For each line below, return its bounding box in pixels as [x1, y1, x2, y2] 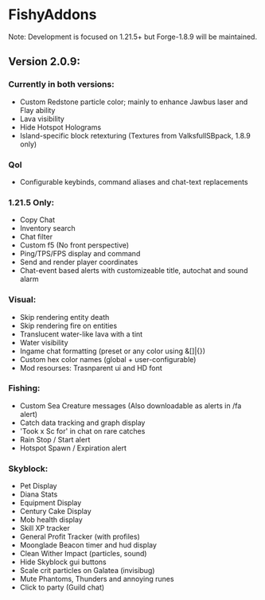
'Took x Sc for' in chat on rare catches [19, 426, 146, 435]
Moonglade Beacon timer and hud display [19, 540, 158, 550]
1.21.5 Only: [8, 197, 54, 208]
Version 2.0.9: [8, 55, 81, 68]
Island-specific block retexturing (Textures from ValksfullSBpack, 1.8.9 [19, 131, 251, 140]
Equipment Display [19, 498, 82, 508]
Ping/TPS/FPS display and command [19, 249, 141, 259]
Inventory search [19, 224, 76, 233]
